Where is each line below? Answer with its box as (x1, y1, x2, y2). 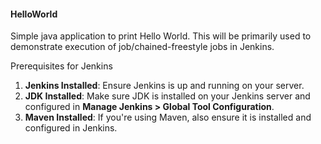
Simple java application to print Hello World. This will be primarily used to (10, 30, 312, 42)
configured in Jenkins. (24, 122, 118, 134)
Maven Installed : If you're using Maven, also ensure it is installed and (24, 111, 312, 124)
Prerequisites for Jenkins (10, 60, 113, 72)
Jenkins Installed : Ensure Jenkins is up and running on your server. (24, 80, 305, 92)
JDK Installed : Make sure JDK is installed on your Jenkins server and (24, 90, 311, 102)
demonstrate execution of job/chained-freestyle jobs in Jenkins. (10, 41, 275, 53)
